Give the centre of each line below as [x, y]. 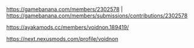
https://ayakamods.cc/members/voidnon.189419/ [68, 27]
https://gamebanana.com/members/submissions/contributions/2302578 [97, 16]
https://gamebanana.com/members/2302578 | [64, 9]
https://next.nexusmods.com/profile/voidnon [62, 39]
